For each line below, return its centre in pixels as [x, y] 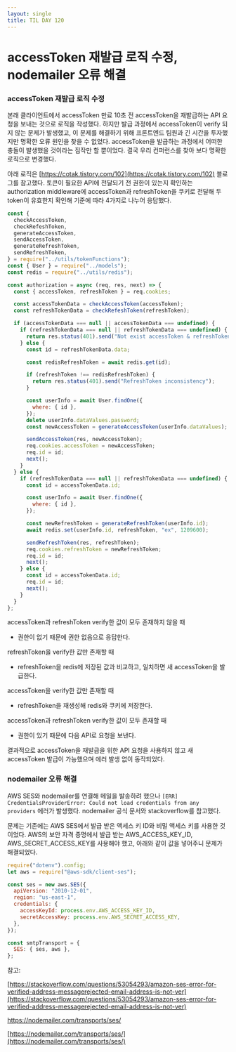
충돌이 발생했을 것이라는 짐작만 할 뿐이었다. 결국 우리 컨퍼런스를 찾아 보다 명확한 [117, 150]
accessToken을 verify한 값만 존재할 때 [61, 691]
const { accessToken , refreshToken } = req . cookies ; [92, 291]
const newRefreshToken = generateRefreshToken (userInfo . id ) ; [117, 524]
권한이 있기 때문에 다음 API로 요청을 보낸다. [77, 735]
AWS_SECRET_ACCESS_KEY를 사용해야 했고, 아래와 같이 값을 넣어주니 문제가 [115, 843]
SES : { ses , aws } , [42, 949]
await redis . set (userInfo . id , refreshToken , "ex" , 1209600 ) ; [117, 530]
